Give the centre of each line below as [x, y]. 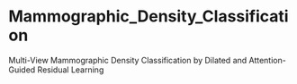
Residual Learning [71, 70]
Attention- [268, 60]
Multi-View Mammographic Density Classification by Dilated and [128, 60]
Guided [22, 70]
